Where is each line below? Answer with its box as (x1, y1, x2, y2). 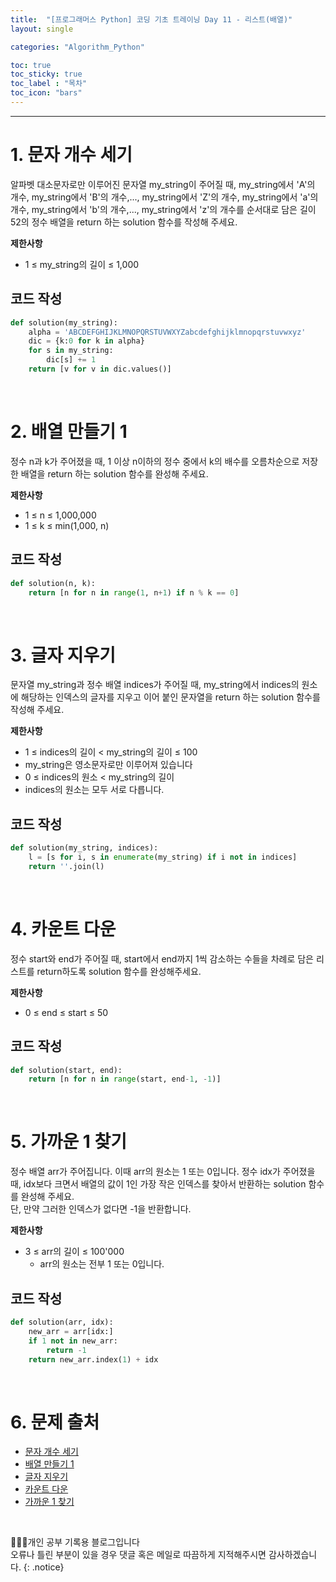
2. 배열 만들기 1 (10, 421, 128, 443)
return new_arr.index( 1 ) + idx (28, 1354, 159, 1365)
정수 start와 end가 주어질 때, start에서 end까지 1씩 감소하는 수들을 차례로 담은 (10, 952, 314, 965)
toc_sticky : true (10, 69, 83, 80)
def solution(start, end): (10, 1065, 123, 1075)
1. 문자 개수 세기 (10, 144, 133, 166)
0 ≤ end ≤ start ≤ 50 (24, 1006, 109, 1018)
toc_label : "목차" (10, 79, 88, 89)
